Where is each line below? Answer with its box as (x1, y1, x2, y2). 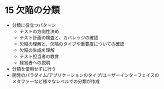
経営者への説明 (19, 59, 50, 65)
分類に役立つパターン (11, 22, 56, 28)
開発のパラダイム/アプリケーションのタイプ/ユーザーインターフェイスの (11, 72, 159, 78)
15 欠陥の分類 (4, 4, 60, 16)
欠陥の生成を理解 (19, 47, 55, 53)
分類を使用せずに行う (11, 65, 56, 71)
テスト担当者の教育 (19, 53, 59, 59)
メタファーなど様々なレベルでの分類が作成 (11, 78, 100, 84)
